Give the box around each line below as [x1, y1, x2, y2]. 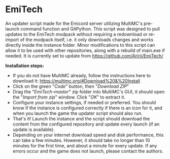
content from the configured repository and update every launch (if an [12, 121, 160, 127]
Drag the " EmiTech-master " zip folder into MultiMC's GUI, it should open [12, 88, 165, 94]
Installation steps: [5, 62, 44, 69]
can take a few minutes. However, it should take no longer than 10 [12, 137, 150, 143]
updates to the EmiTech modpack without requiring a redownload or [5, 31, 148, 37]
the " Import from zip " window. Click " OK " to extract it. [12, 94, 126, 100]
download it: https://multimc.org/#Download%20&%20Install [12, 78, 141, 84]
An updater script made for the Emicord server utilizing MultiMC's [5, 20, 143, 26]
